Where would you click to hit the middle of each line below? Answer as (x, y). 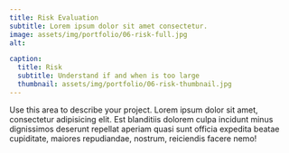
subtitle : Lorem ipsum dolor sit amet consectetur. (108, 26)
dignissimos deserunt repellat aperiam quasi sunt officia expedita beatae (144, 129)
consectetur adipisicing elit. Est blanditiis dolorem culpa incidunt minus (141, 119)
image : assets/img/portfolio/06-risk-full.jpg (98, 34)
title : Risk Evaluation (54, 18)
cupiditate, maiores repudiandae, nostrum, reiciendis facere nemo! (133, 138)
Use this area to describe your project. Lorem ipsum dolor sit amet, (134, 110)
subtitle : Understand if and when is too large (109, 76)
